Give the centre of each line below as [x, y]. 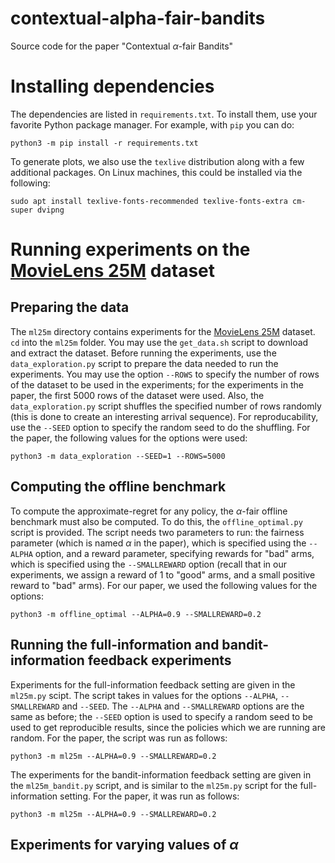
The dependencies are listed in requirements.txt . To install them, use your [164, 114]
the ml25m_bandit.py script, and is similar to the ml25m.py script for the [154, 785]
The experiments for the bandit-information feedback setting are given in [161, 774]
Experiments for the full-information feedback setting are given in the [153, 684]
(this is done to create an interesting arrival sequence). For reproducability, [164, 416]
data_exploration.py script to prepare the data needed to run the [144, 363]
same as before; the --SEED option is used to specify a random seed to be [161, 716]
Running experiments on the [130, 249]
